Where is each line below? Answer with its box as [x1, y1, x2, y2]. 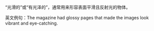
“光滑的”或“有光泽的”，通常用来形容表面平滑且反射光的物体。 [5, 4, 131, 10]
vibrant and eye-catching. [5, 20, 58, 26]
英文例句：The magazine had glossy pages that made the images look [5, 15, 149, 21]
